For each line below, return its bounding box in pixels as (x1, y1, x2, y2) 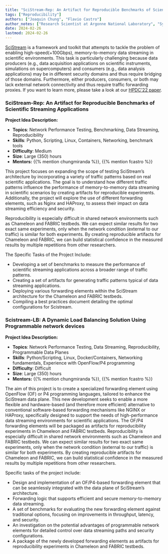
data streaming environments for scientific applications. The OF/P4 (5, 417, 143, 423)
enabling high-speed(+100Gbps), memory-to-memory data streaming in (5, 50, 154, 56)
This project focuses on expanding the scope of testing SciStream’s (5, 168, 144, 174)
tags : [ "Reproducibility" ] (5, 12, 61, 17)
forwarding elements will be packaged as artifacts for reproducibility (5, 423, 146, 429)
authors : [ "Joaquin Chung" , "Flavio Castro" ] (5, 17, 101, 22)
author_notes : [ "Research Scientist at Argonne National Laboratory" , (5, 21, 155, 27)
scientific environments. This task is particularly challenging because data (5, 55, 158, 61)
